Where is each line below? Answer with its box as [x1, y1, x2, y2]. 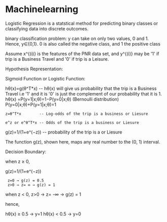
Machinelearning [5, 4, 78, 15]
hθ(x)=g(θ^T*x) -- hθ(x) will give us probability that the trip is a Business [5, 85, 157, 92]
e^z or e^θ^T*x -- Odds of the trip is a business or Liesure [5, 120, 139, 125]
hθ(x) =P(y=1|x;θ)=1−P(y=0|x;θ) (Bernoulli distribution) [5, 96, 119, 102]
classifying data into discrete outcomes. [5, 25, 89, 31]
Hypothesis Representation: [5, 66, 63, 72]
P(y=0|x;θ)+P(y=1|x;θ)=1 [5, 101, 57, 107]
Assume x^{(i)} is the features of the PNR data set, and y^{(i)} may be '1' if [5, 51, 159, 57]
